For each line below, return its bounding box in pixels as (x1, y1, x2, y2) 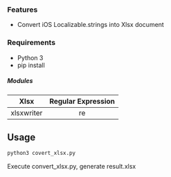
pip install (17, 61, 45, 69)
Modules (7, 77, 33, 85)
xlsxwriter (10, 108, 43, 118)
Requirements (7, 38, 56, 48)
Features (7, 5, 38, 15)
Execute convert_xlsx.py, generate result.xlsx (7, 162, 136, 171)
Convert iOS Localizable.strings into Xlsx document (17, 21, 164, 29)
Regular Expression (49, 96, 116, 106)
